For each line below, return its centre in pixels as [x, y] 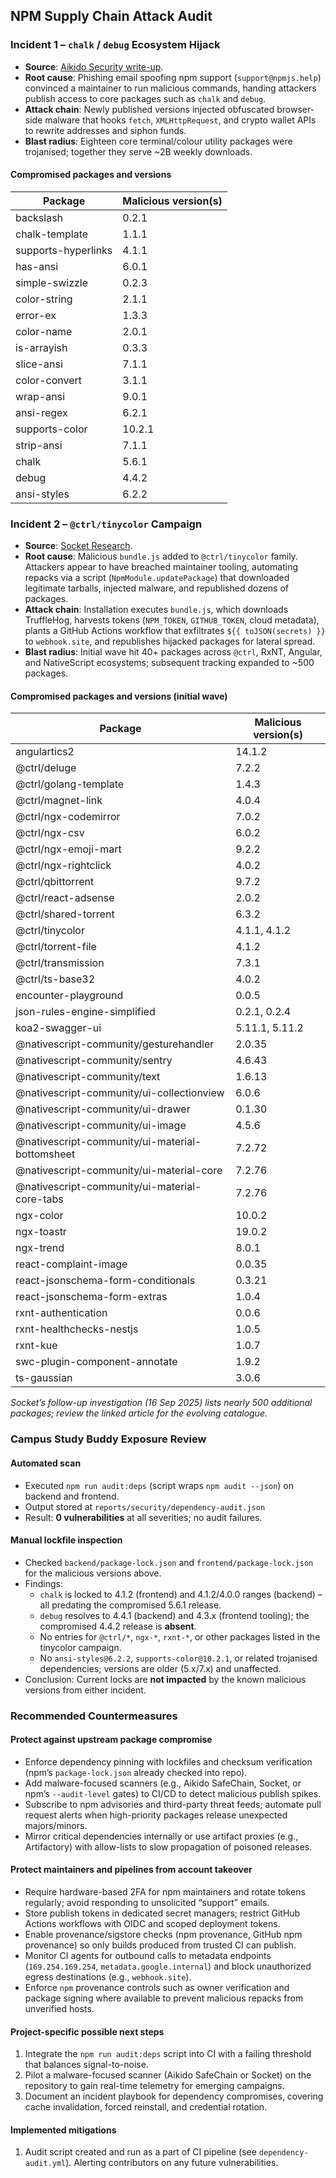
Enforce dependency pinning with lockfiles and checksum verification [168, 1761]
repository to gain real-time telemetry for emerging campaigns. [154, 2086]
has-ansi [37, 266]
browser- [295, 109]
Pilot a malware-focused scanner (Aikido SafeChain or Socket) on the [168, 2075]
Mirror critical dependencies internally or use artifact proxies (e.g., [161, 1836]
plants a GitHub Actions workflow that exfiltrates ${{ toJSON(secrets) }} [175, 631]
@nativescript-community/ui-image [101, 1126]
